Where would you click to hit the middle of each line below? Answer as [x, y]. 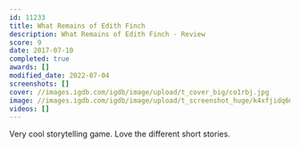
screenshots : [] [39, 84]
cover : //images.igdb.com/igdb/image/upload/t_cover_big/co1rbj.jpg [139, 92]
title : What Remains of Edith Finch [77, 26]
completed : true [39, 59]
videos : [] [29, 109]
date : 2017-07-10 [42, 51]
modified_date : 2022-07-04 [59, 76]
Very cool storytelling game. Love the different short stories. [120, 134]
